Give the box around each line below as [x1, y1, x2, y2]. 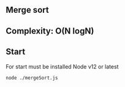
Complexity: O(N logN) [6, 26, 94, 36]
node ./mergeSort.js [6, 75, 59, 81]
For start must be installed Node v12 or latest [6, 62, 119, 70]
